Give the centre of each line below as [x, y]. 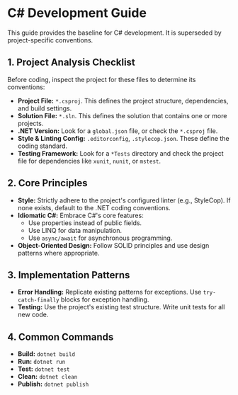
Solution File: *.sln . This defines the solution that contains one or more [122, 115]
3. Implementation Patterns [69, 275]
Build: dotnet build [46, 354]
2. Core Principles [47, 183]
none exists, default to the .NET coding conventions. [94, 207]
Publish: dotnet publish [53, 384]
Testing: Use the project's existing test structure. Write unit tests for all [121, 307]
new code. [33, 315]
